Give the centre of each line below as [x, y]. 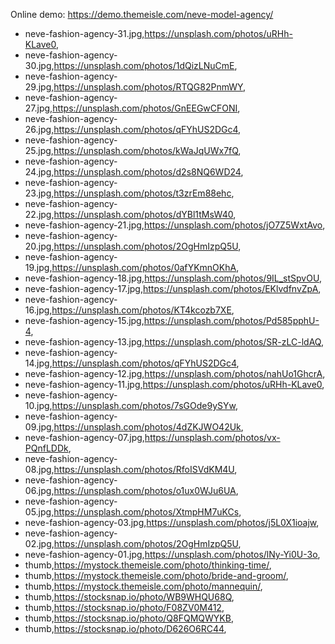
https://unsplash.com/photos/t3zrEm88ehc [142, 193]
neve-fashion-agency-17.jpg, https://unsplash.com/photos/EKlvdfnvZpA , [173, 288]
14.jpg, [38, 363]
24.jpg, [39, 172]
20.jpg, [39, 246]
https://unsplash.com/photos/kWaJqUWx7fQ [146, 150]
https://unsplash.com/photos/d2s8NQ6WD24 [147, 172]
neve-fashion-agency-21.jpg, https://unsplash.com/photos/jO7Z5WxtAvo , [175, 225]
